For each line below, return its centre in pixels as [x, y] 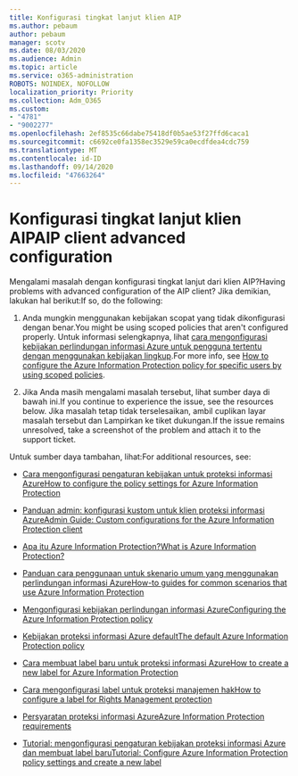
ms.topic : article [43, 68]
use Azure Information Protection [83, 592]
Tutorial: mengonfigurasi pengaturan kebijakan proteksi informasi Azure [154, 743]
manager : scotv [37, 42]
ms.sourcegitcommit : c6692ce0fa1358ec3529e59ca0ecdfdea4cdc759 [129, 142]
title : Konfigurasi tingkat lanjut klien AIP [95, 17]
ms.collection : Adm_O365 [55, 100]
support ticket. [49, 440]
